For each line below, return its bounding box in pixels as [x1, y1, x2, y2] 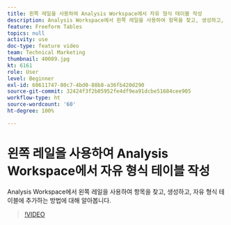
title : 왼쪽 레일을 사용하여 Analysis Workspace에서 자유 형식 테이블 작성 [7, 10, 202, 17]
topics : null [7, 29, 45, 37]
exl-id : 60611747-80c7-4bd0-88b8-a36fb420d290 [7, 82, 145, 88]
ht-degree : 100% [7, 107, 54, 114]
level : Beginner [7, 75, 54, 82]
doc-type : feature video [7, 42, 79, 49]
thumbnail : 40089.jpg [7, 56, 70, 63]
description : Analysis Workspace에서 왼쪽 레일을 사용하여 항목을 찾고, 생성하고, [7, 17, 224, 24]
